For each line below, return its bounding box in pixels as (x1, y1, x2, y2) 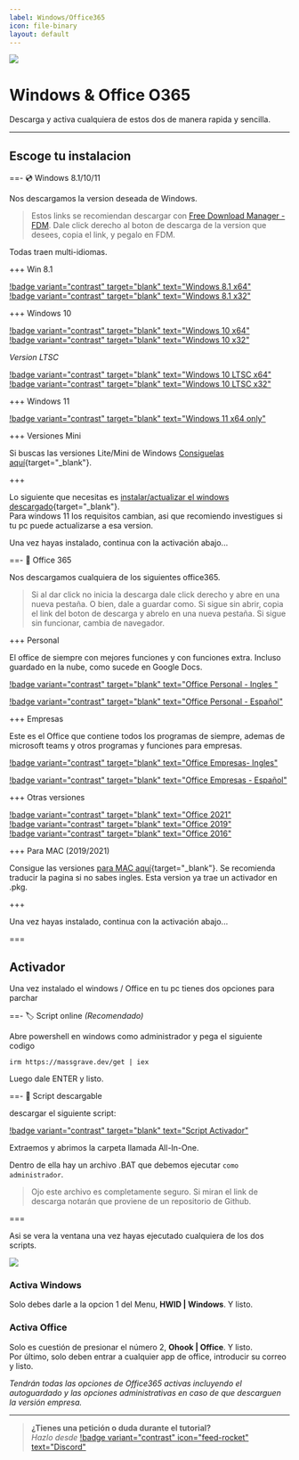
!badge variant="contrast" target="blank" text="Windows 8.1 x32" (9, 291, 251, 301)
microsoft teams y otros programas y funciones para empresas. (9, 741, 243, 751)
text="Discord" (30, 1441, 86, 1452)
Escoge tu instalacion (9, 148, 132, 163)
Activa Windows (9, 1278, 82, 1291)
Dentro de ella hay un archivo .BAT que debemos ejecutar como (9, 1160, 239, 1170)
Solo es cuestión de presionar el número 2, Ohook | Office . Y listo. (9, 1341, 254, 1352)
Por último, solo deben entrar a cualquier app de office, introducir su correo (9, 1351, 287, 1362)
